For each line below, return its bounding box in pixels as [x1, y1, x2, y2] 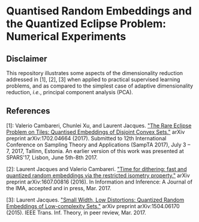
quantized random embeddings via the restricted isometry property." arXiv [6, 172, 190, 179]
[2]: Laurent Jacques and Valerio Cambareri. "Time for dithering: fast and [6, 165, 187, 172]
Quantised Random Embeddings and [6, 4, 192, 18]
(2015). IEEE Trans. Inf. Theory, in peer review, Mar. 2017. [6, 209, 146, 216]
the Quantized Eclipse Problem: [6, 17, 167, 31]
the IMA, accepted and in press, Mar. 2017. [6, 184, 111, 191]
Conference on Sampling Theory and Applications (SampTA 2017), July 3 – [6, 141, 191, 148]
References [6, 106, 50, 116]
